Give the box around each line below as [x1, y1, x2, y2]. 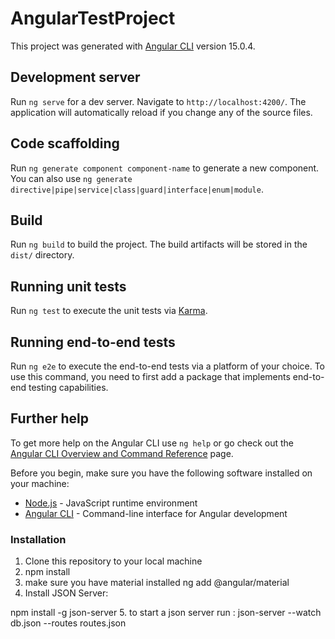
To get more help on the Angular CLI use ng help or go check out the [10, 437, 294, 449]
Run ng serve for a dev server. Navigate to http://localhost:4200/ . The [10, 95, 307, 107]
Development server [10, 69, 141, 86]
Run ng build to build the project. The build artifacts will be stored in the [10, 238, 308, 251]
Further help [10, 410, 90, 427]
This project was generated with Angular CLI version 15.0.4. [10, 40, 256, 52]
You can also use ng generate [10, 172, 133, 184]
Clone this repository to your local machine [24, 555, 203, 567]
